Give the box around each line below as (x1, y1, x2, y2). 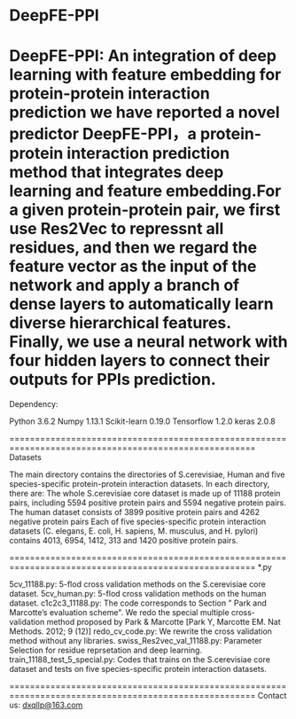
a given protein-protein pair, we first (9, 200, 281, 220)
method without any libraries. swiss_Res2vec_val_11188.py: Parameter (9, 636, 262, 646)
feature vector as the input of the (9, 256, 257, 277)
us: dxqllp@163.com (9, 699, 83, 710)
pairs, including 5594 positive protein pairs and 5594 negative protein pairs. (9, 497, 286, 508)
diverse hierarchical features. (9, 313, 232, 333)
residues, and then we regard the (9, 238, 258, 258)
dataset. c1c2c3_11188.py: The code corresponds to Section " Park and (9, 598, 268, 608)
